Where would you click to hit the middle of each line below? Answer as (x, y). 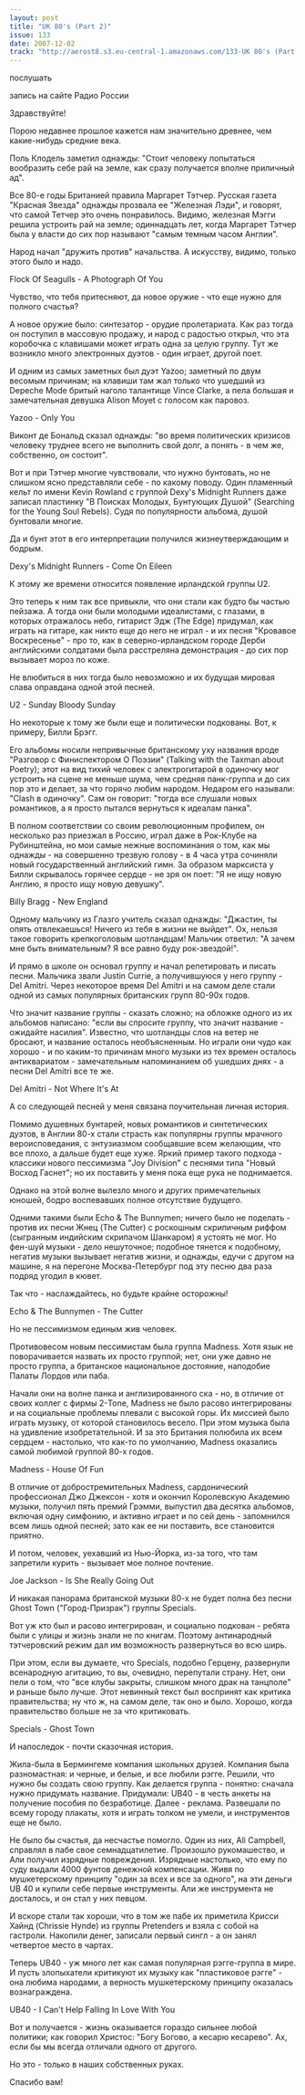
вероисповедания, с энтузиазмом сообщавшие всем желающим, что (145, 1144)
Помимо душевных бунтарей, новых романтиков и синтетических (139, 1125)
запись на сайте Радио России (69, 96)
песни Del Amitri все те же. (61, 1071)
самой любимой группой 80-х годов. (81, 1451)
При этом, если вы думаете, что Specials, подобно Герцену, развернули (150, 1663)
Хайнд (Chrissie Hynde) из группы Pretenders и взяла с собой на (134, 1926)
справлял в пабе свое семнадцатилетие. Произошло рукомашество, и (147, 1850)
